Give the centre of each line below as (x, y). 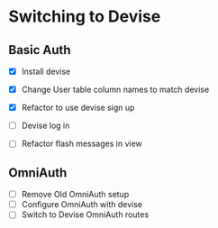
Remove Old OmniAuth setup (75, 195)
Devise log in (45, 126)
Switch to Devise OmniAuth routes (85, 214)
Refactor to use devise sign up (78, 108)
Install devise (46, 71)
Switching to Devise (85, 17)
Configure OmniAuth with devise (82, 205)
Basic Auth (40, 50)
